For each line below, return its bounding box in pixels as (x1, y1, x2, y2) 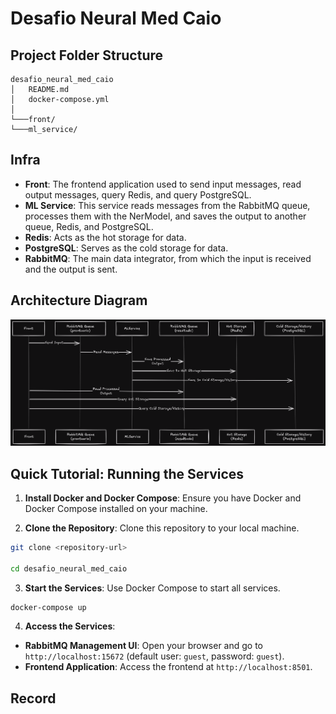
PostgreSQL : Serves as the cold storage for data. (24, 242, 229, 254)
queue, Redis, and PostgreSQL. (24, 220, 154, 232)
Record (10, 690, 57, 707)
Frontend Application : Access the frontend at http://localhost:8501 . (24, 661, 313, 673)
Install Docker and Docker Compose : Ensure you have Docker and (24, 492, 302, 504)
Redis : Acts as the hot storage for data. (24, 231, 187, 243)
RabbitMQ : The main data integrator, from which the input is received (24, 252, 312, 264)
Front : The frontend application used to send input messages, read (24, 178, 302, 190)
